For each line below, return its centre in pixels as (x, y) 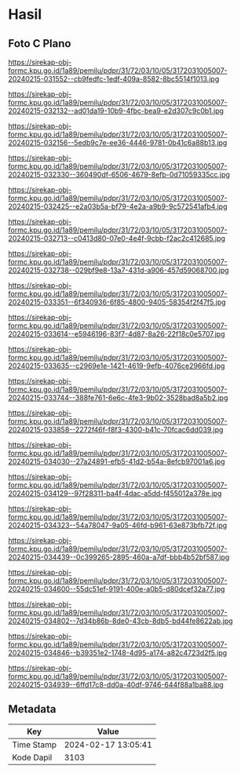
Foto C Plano (40, 44)
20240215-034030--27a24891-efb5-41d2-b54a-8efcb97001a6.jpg (117, 461)
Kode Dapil (32, 757)
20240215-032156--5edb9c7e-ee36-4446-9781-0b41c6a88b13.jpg (118, 142)
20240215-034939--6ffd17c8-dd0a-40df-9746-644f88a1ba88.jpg (116, 685)
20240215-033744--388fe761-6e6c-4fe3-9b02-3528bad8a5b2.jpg (118, 397)
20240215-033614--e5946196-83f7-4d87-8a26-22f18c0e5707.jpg (117, 334)
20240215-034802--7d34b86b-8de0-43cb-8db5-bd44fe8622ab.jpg (120, 621)
